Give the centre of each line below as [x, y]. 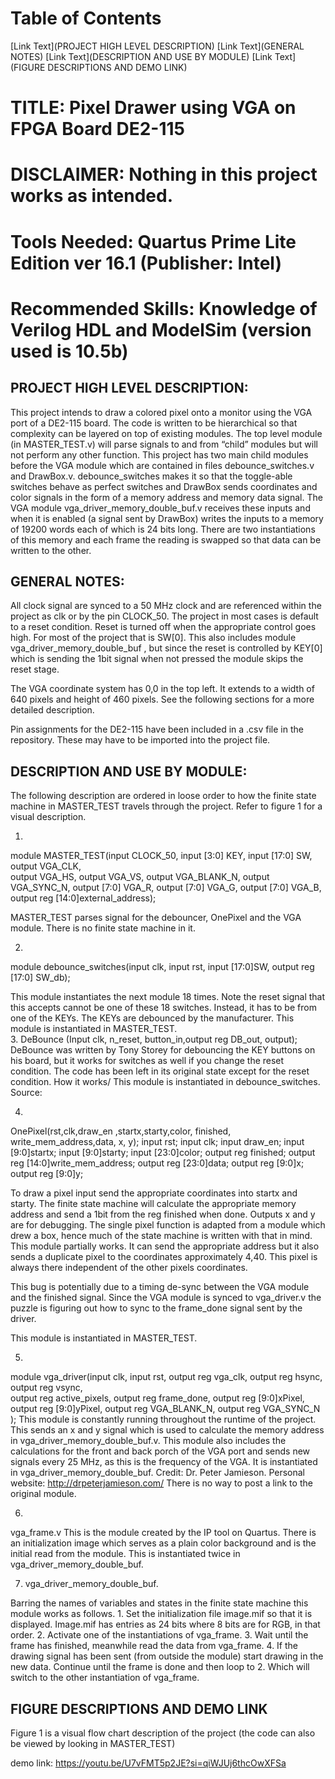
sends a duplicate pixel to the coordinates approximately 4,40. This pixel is [164, 1257]
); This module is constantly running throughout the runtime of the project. [163, 1419]
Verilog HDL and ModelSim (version [161, 329]
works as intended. [91, 196]
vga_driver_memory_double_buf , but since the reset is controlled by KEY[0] [166, 648]
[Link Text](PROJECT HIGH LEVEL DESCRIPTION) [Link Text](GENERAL [157, 46]
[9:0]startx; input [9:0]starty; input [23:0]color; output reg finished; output [163, 1153]
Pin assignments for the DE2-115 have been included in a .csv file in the [157, 729]
